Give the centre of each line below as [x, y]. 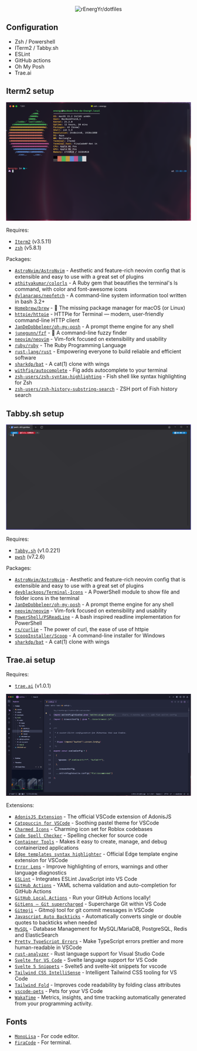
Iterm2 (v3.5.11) [33, 242]
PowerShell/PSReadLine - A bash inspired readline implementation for [97, 616]
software [25, 358]
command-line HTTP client [47, 320]
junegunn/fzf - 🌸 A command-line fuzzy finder [71, 333]
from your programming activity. [53, 1003]
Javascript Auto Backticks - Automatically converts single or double [98, 916]
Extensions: [20, 805]
